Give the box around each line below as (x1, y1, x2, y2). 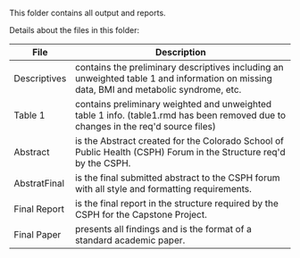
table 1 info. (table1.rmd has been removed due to (74, 109, 287, 121)
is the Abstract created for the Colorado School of (74, 135, 284, 146)
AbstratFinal (13, 178, 65, 189)
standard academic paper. (74, 234, 186, 246)
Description (154, 46, 207, 58)
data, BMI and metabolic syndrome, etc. (74, 84, 242, 96)
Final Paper (13, 229, 62, 240)
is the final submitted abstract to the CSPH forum (74, 171, 280, 184)
